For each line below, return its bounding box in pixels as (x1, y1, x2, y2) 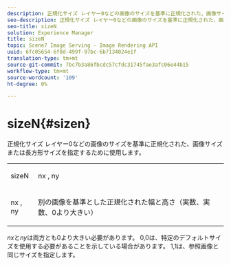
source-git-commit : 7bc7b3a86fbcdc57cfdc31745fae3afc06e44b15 (7, 61, 189, 68)
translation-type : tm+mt (7, 55, 78, 62)
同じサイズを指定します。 (7, 251, 79, 259)
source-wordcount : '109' (7, 74, 78, 81)
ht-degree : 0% (7, 81, 48, 87)
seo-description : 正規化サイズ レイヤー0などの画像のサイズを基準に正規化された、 (7, 17, 219, 23)
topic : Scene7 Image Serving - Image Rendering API (7, 42, 158, 49)
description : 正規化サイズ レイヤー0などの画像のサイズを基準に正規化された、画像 (7, 10, 217, 17)
